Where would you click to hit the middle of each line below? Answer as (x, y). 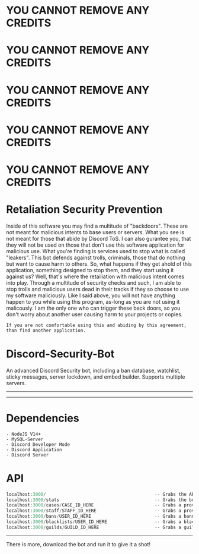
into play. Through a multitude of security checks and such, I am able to (94, 282)
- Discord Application (34, 449)
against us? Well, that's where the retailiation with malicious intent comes (95, 276)
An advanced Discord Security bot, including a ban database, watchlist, (93, 370)
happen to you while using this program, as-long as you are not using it (93, 301)
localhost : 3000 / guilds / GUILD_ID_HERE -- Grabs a (94, 527)
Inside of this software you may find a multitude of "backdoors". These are (97, 226)
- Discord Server (28, 455)
